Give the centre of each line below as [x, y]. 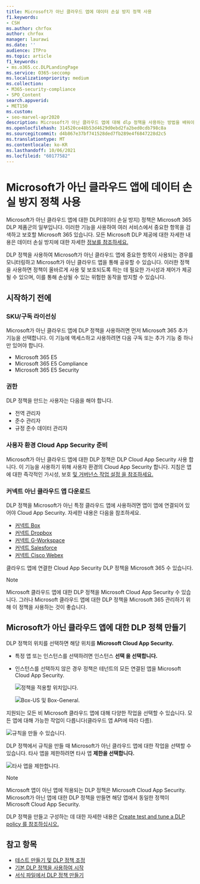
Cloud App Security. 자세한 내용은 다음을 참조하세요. [79, 512]
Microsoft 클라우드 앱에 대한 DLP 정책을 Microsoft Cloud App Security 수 [93, 592]
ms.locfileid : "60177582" [38, 156]
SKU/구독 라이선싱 [31, 316]
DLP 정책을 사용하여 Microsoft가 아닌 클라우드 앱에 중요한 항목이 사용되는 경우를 [100, 255]
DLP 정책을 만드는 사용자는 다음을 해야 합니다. [60, 401]
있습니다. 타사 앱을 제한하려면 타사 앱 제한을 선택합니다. [71, 753]
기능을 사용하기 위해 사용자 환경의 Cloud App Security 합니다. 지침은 [105, 466]
